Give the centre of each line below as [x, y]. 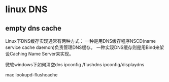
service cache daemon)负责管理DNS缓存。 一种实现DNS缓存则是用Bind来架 [84, 47]
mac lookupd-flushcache [31, 75]
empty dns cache [33, 28]
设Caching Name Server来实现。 [39, 54]
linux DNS [26, 9]
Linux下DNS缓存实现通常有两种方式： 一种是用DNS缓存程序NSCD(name [81, 41]
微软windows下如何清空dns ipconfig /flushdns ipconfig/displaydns [75, 64]
